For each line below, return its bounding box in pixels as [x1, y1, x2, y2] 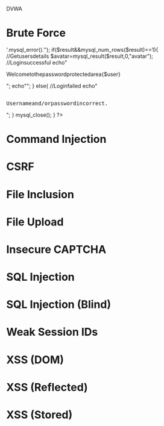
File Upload [6, 215, 65, 228]
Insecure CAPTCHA [6, 242, 107, 256]
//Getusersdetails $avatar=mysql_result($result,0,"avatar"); [6, 52, 154, 60]
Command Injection [6, 133, 107, 146]
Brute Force [6, 27, 66, 40]
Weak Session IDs [6, 325, 98, 339]
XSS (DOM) [6, 352, 65, 366]
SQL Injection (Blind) [6, 298, 112, 312]
